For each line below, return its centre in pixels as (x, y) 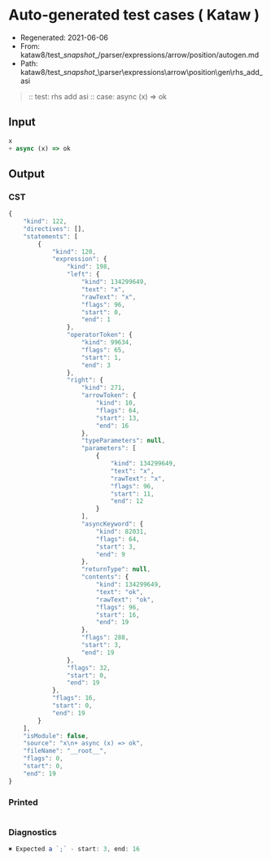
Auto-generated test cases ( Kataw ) (134, 15)
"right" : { (85, 380)
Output (26, 174)
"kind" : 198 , (89, 267)
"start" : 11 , (132, 494)
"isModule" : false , (56, 736)
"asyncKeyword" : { (112, 524)
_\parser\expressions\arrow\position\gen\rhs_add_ (179, 72)
